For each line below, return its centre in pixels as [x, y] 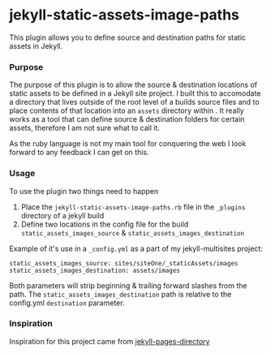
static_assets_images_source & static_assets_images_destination [133, 232]
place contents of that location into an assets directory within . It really [127, 110]
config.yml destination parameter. [67, 303]
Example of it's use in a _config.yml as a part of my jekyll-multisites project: [136, 248]
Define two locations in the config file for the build [105, 224]
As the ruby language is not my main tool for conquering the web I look [128, 144]
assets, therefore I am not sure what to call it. [85, 128]
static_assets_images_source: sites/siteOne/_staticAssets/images [124, 263]
